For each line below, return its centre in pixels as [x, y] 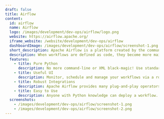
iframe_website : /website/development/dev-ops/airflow [66, 41]
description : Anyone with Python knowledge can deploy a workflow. [88, 95]
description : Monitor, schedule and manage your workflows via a [86, 77]
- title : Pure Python [36, 64]
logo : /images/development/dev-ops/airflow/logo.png [64, 32]
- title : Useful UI [34, 73]
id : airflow [22, 23]
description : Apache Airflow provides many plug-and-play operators [89, 86]
